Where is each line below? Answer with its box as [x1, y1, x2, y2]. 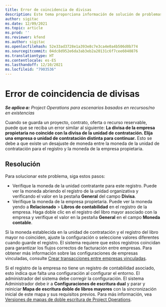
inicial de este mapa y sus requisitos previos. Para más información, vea [5, 291, 152, 297]
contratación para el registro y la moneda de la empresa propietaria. [5, 145, 144, 151]
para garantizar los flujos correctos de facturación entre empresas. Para [5, 245, 152, 251]
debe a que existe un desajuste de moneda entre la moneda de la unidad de [5, 140, 160, 146]
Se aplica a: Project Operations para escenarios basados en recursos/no [5, 104, 155, 110]
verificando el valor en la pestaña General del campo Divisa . [12, 193, 136, 199]
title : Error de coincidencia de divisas [5, 7, 92, 12]
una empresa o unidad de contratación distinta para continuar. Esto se [5, 135, 152, 141]
